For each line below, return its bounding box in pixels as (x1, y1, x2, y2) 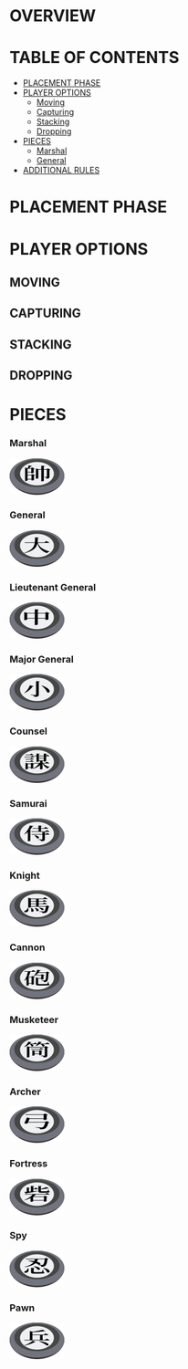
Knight (9, 869, 40, 882)
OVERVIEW (9, 5, 97, 26)
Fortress (9, 1157, 48, 1170)
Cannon (9, 941, 46, 954)
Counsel (9, 725, 47, 737)
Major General (9, 653, 75, 666)
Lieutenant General (9, 580, 97, 593)
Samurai (9, 797, 47, 810)
